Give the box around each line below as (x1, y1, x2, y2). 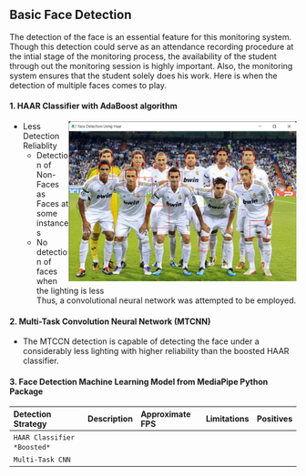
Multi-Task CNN (13, 455, 71, 465)
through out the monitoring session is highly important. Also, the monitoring (9, 60, 293, 71)
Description (87, 413, 134, 424)
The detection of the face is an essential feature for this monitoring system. (9, 31, 292, 42)
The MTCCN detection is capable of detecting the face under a (22, 336, 260, 347)
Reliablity (22, 140, 57, 151)
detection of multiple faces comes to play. (9, 79, 167, 90)
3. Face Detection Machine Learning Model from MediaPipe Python (9, 376, 269, 387)
